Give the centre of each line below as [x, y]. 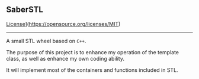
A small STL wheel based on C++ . [46, 41]
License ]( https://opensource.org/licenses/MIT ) [63, 24]
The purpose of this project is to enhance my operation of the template [93, 52]
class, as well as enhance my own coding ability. [65, 58]
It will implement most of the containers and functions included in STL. [92, 70]
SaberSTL [25, 10]
